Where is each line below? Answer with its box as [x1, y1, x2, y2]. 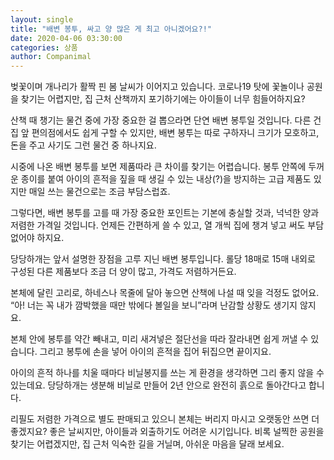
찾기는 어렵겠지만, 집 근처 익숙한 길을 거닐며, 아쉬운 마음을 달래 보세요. [10, 438, 285, 450]
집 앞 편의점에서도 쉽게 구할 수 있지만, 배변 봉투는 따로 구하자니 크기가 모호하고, [10, 127, 320, 139]
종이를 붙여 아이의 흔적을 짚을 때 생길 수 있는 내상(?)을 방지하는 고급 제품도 [20, 173, 312, 185]
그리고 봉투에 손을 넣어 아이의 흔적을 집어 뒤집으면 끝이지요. [39, 346, 272, 358]
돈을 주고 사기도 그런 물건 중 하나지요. [10, 139, 157, 151]
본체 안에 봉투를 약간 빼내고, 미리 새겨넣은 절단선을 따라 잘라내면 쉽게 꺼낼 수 [10, 333, 309, 345]
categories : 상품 [10, 42, 78, 53]
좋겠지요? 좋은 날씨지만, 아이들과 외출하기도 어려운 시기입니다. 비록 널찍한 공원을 [10, 426, 325, 438]
